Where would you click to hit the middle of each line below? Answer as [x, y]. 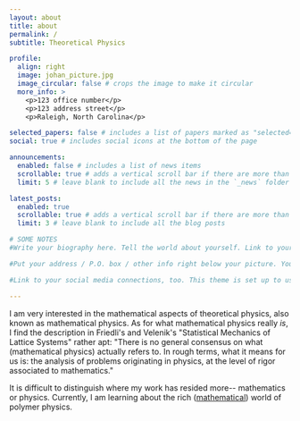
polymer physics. [41, 407]
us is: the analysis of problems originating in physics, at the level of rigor [142, 361]
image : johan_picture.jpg [66, 76]
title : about [33, 26]
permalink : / [33, 34]
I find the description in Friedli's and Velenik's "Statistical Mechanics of [140, 333]
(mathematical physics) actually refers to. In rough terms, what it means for [147, 351]
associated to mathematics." [62, 370]
